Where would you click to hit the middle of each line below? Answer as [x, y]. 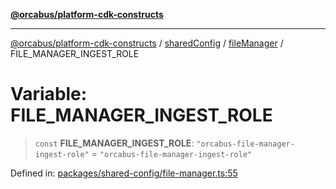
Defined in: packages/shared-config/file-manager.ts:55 [124, 173]
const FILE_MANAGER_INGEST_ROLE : [114, 143]
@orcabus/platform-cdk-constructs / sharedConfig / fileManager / [147, 43]
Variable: [49, 94]
